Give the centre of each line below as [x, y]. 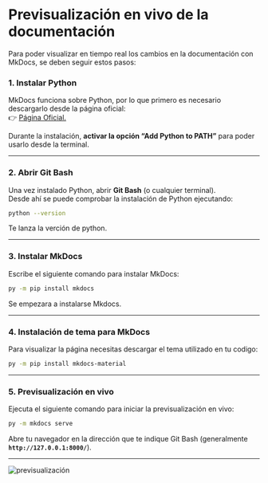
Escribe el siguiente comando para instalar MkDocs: [94, 273]
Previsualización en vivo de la [108, 15]
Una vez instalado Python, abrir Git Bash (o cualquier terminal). [112, 190]
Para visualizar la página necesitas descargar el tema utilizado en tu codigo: [133, 349]
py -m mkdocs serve [41, 424]
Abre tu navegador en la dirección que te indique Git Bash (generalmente [128, 438]
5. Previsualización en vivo [61, 391]
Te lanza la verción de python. [58, 228]
